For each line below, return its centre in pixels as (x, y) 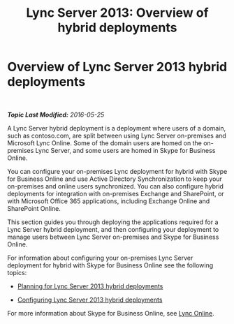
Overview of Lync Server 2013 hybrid (117, 67)
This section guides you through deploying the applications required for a (113, 222)
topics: (17, 272)
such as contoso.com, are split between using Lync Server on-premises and (117, 135)
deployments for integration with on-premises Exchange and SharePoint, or (116, 193)
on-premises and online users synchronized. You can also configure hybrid (115, 186)
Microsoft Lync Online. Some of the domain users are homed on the (105, 143)
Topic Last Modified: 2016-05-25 (56, 115)
